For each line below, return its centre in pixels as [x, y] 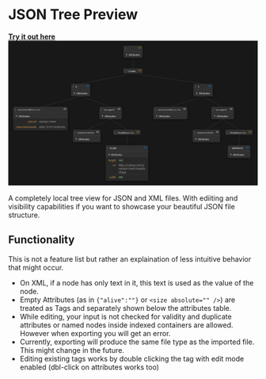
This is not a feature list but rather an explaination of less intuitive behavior [130, 258]
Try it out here [32, 36]
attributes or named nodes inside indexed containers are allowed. [126, 325]
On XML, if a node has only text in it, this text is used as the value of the [137, 282]
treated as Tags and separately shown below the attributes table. [125, 308]
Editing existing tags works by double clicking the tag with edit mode [132, 358]
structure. [24, 215]
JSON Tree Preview [73, 15]
